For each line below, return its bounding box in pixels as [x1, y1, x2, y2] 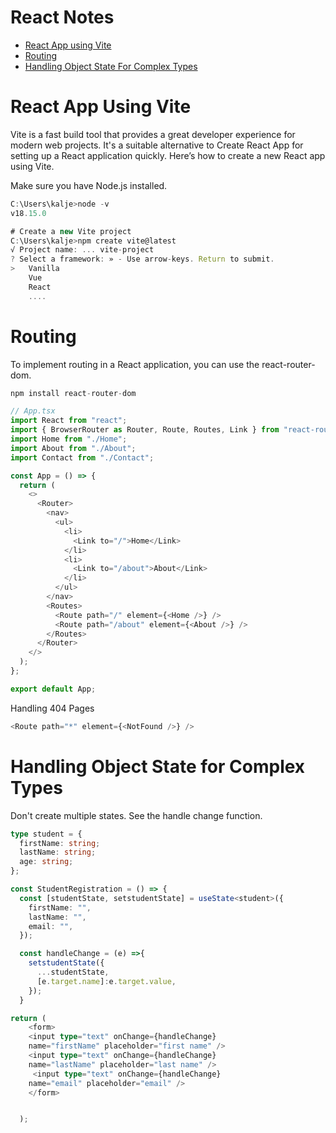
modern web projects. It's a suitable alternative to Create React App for [10, 139, 304, 151]
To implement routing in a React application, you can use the [10, 358, 260, 370]
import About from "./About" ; [10, 443, 137, 453]
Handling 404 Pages [10, 702, 95, 714]
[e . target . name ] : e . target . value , [36, 976, 177, 986]
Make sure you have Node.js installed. [10, 179, 168, 191]
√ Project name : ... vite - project [10, 245, 155, 255]
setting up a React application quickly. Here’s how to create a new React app [10, 149, 326, 161]
